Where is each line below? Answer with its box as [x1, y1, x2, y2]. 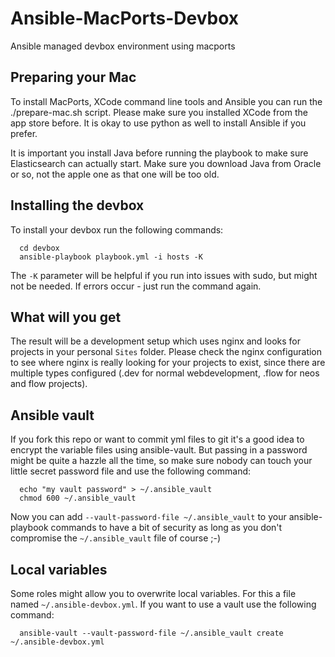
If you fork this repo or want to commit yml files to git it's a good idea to [10, 433, 305, 446]
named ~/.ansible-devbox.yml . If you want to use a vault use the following [10, 598, 317, 610]
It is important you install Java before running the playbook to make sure [10, 147, 309, 159]
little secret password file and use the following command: [10, 465, 252, 477]
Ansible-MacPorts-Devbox [10, 7, 240, 30]
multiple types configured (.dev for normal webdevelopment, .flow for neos [10, 367, 320, 379]
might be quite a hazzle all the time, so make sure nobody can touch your [10, 455, 313, 467]
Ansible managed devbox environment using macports [10, 40, 236, 52]
